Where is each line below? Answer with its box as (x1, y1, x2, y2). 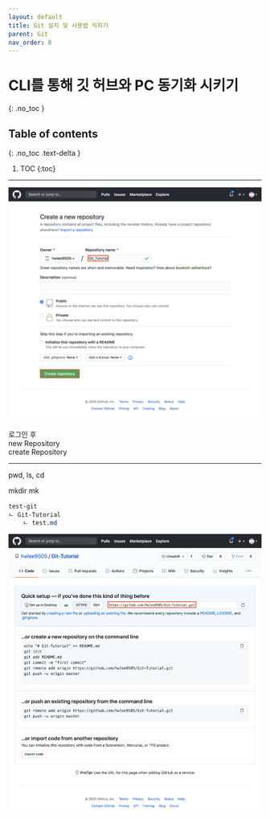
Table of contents (8, 127, 98, 141)
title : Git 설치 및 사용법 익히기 (8, 21, 108, 30)
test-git (8, 502, 38, 510)
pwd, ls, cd (8, 470, 45, 480)
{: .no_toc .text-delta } (8, 149, 81, 158)
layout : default (8, 13, 63, 21)
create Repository (8, 447, 67, 457)
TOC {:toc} (19, 164, 56, 173)
